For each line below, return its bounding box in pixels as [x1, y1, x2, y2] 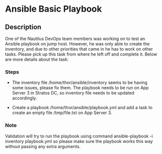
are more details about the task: [5, 57, 69, 62]
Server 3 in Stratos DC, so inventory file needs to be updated [12, 90, 135, 96]
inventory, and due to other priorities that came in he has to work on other [5, 46, 153, 52]
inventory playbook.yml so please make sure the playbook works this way [5, 138, 153, 144]
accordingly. [12, 95, 37, 101]
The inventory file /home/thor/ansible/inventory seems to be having [12, 79, 147, 86]
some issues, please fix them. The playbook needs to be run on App [12, 85, 149, 91]
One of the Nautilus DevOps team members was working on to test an [5, 36, 145, 41]
